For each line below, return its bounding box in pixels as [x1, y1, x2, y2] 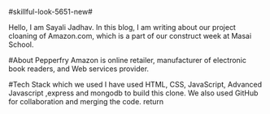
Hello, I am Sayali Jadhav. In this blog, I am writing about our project [8, 23, 236, 32]
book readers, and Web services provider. [8, 64, 149, 74]
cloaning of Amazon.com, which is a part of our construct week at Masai [8, 32, 252, 40]
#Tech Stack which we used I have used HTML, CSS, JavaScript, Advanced [8, 80, 263, 89]
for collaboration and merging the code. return [8, 97, 164, 106]
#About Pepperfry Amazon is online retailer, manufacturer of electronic [8, 56, 246, 65]
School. [8, 40, 34, 49]
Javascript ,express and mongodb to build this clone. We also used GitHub [8, 88, 259, 98]
